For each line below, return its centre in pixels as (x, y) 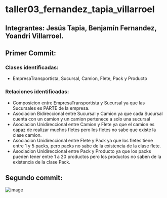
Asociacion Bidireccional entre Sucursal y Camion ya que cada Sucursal (88, 113)
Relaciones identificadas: (37, 92)
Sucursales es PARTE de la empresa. (51, 108)
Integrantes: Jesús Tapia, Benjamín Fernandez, (81, 28)
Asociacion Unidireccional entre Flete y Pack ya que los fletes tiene (83, 140)
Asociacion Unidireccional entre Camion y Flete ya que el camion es (83, 124)
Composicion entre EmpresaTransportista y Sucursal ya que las (79, 103)
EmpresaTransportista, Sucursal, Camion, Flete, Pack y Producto (80, 78)
